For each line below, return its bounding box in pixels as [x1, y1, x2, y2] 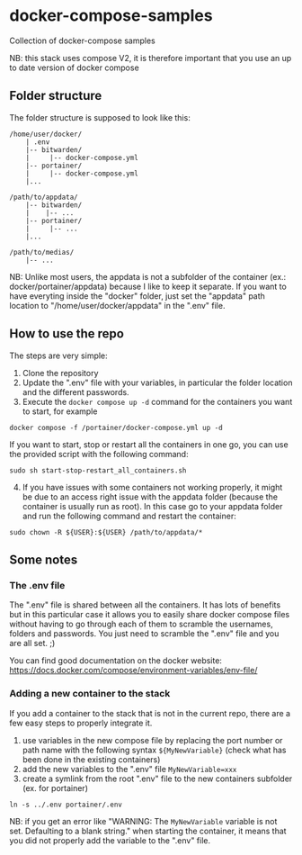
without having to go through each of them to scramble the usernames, [9, 618, 273, 630]
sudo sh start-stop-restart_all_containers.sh [9, 465, 187, 475]
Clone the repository [22, 367, 99, 378]
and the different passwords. [22, 386, 129, 397]
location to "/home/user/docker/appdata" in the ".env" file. [9, 300, 226, 310]
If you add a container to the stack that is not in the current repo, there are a [9, 707, 290, 718]
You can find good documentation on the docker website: [9, 655, 223, 666]
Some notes [9, 552, 78, 567]
